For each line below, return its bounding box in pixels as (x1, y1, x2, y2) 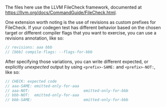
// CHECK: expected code (5, 78, 57, 84)
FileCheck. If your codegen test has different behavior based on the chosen (5, 24, 161, 30)
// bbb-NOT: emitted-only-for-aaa (5, 92, 79, 98)
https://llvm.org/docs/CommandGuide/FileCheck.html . (5, 9, 117, 15)
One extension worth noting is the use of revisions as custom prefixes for (5, 19, 156, 25)
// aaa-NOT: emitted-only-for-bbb (5, 88, 128, 93)
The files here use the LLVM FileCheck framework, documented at (5, 4, 142, 10)
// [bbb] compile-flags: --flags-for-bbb (5, 49, 93, 54)
